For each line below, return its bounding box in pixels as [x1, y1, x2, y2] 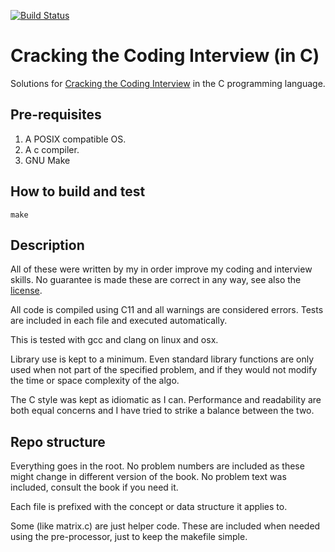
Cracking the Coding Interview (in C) [10, 45, 320, 67]
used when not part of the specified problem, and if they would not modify [10, 364, 318, 376]
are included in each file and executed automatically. [10, 315, 228, 327]
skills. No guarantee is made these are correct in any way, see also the [10, 274, 302, 286]
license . [10, 285, 43, 297]
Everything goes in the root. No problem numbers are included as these [10, 460, 305, 472]
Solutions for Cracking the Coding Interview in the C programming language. [10, 77, 326, 89]
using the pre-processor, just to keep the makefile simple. [10, 531, 248, 543]
